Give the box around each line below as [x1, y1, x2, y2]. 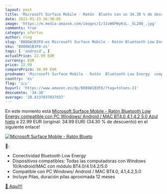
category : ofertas [5, 30, 43, 35]
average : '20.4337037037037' [5, 95, 66, 99]
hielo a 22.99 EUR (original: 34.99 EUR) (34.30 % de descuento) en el [5, 119, 148, 125]
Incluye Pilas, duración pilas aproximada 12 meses [12, 174, 115, 180]
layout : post [5, 7, 32, 12]
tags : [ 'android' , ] [5, 48, 50, 53]
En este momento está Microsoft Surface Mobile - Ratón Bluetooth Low [5, 108, 151, 114]
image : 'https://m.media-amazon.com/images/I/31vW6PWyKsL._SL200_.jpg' [5, 21, 157, 26]
